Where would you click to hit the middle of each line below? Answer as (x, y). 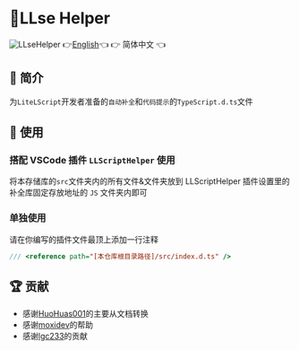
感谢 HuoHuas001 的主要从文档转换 (85, 314)
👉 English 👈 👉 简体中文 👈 (114, 44)
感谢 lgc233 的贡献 (55, 337)
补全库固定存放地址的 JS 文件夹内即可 (78, 193)
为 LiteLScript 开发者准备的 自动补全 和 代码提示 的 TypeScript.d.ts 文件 (131, 101)
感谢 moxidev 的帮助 (58, 325)
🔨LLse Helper (60, 18)
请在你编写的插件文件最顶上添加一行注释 (84, 239)
